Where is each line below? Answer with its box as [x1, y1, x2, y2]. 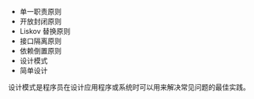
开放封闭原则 [19, 16, 62, 26]
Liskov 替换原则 [19, 27, 71, 35]
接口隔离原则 [19, 36, 62, 46]
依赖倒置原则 [19, 46, 62, 55]
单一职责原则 [19, 7, 62, 16]
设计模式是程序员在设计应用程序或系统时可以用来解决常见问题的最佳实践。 [8, 82, 250, 92]
